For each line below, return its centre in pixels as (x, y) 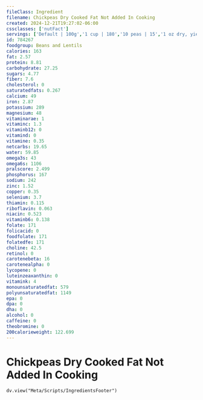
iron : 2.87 (20, 102)
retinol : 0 (20, 253)
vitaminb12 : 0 (24, 130)
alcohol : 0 (20, 315)
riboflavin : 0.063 (29, 208)
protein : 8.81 (24, 62)
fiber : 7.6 (20, 79)
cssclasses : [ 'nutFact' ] (37, 29)
